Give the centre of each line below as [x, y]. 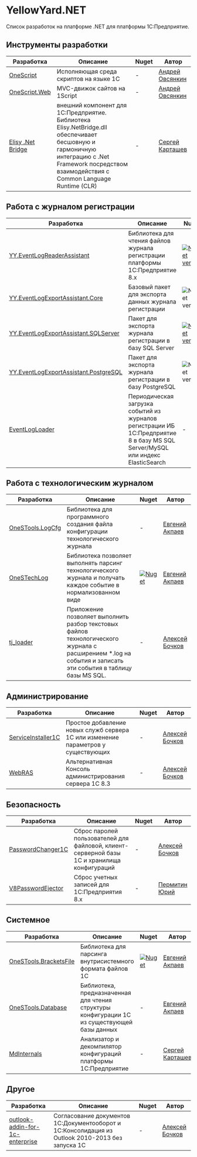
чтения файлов [150, 240]
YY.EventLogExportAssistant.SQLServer [64, 333]
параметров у [86, 745]
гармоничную [77, 149]
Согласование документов [92, 1115]
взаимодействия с [83, 171]
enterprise [23, 1141]
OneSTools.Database [38, 1007]
